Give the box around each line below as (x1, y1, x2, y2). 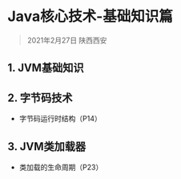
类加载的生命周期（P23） (18, 162, 103, 172)
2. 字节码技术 (7, 91, 73, 104)
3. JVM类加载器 (7, 140, 86, 153)
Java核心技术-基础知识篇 (7, 7, 174, 26)
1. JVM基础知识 (7, 61, 84, 75)
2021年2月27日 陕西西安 (26, 35, 107, 45)
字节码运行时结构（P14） (18, 114, 102, 124)
